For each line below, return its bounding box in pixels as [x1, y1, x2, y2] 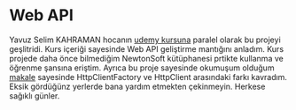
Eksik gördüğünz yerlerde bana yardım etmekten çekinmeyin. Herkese [9, 81, 266, 92]
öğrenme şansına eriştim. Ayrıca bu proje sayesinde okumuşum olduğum [9, 62, 275, 73]
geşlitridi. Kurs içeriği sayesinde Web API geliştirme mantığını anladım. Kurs [9, 43, 284, 54]
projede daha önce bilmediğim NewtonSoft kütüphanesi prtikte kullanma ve [9, 53, 284, 63]
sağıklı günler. [9, 90, 60, 101]
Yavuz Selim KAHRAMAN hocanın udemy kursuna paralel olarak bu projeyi [9, 34, 281, 45]
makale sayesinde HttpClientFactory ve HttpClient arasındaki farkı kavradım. [9, 71, 288, 82]
